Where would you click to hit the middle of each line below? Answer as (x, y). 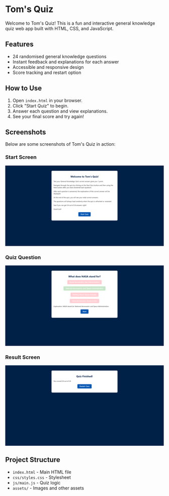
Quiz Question (23, 257)
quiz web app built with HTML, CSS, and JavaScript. (59, 28)
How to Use (24, 88)
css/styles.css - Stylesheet (42, 477)
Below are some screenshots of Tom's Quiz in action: (60, 144)
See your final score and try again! (48, 116)
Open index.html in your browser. (48, 100)
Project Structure (33, 460)
